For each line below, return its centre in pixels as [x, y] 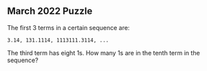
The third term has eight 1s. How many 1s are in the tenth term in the [104, 53]
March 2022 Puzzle [50, 11]
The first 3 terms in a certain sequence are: [68, 27]
